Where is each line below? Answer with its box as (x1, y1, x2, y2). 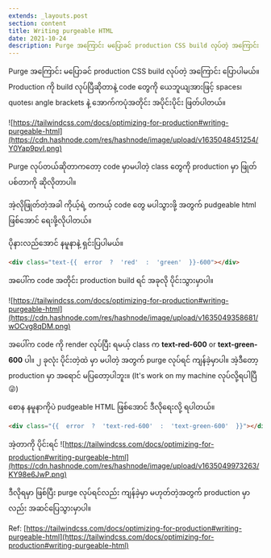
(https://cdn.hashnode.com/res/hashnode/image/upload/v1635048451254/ (8, 135, 259, 145)
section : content (8, 19, 67, 27)
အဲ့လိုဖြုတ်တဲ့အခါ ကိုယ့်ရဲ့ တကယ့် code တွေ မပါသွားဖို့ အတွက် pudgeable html (8, 200, 256, 210)
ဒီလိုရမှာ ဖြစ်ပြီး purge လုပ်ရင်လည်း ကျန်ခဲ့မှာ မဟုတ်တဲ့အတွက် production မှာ (8, 487, 251, 497)
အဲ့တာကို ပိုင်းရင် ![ (8, 439, 65, 448)
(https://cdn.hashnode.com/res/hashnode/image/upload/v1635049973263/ (8, 460, 260, 470)
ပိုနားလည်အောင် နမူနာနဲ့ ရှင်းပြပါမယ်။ (8, 239, 123, 248)
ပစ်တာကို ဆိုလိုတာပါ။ (8, 177, 77, 187)
